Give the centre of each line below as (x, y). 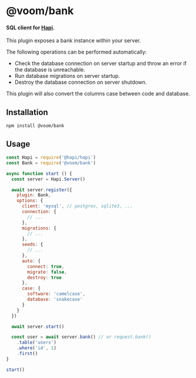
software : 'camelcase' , (56, 294)
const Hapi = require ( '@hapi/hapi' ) (51, 157)
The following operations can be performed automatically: (77, 52)
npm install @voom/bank (35, 126)
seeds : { (32, 245)
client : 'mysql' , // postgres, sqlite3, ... (77, 206)
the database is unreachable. (50, 70)
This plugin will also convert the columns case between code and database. (98, 94)
